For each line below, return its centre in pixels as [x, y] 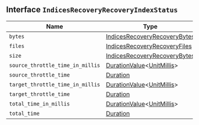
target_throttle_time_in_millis [55, 84]
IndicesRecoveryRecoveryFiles [149, 46]
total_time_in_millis [39, 104]
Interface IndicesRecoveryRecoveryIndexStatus [92, 10]
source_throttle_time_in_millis [55, 65]
